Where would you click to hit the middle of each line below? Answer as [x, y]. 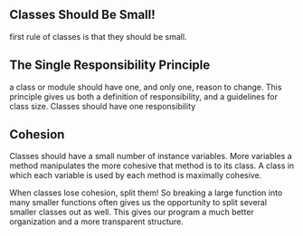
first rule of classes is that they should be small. [98, 36]
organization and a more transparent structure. [96, 222]
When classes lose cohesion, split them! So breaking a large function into [146, 193]
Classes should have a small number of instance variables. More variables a [151, 156]
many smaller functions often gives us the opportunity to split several [138, 203]
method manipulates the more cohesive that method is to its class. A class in [152, 165]
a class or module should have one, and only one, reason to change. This [146, 87]
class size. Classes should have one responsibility [103, 106]
